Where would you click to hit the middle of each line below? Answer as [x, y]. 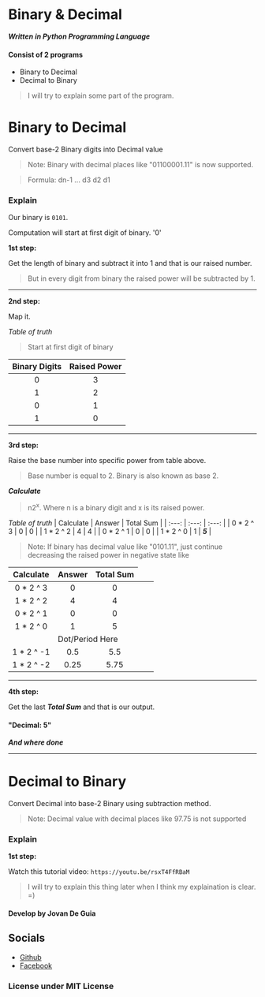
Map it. [20, 316]
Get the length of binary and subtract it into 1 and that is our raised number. [130, 263]
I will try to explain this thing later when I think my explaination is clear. [142, 887]
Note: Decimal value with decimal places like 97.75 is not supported [137, 819]
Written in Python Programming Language [79, 36]
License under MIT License [61, 986]
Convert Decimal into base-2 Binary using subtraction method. [110, 804]
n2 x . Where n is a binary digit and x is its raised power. [116, 507]
